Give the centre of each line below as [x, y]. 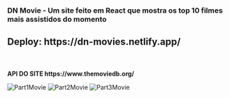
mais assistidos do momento [57, 19]
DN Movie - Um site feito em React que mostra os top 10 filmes [115, 10]
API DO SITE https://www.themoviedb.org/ [71, 73]
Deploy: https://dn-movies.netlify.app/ [94, 42]
